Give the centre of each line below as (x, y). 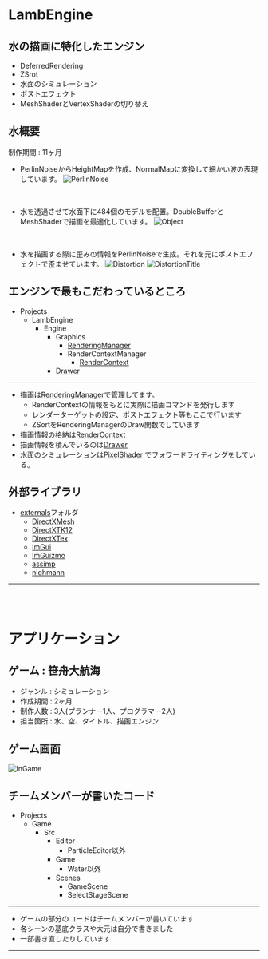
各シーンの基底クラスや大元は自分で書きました (97, 929)
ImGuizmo (49, 556)
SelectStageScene (98, 895)
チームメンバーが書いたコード (82, 796)
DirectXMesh (53, 521)
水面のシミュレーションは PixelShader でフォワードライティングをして (134, 454)
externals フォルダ (49, 513)
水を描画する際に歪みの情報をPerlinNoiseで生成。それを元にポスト (130, 254)
